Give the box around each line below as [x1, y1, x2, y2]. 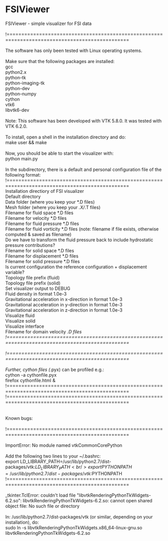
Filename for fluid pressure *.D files [5, 220, 79, 226]
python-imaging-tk [5, 80, 45, 86]
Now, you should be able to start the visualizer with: [5, 150, 114, 156]
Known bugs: [5, 415, 33, 421]
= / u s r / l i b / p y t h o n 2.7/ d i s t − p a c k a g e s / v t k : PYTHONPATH [5, 470, 122, 476]
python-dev [5, 85, 30, 91]
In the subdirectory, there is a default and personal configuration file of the [5, 166, 162, 173]
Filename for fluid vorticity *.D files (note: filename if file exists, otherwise [5, 225, 159, 232]
